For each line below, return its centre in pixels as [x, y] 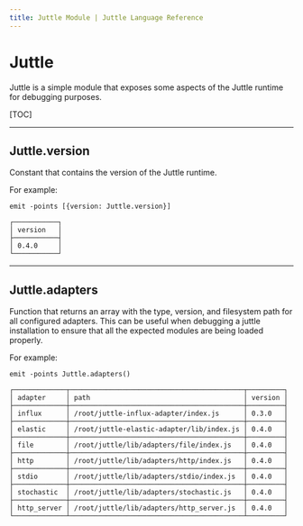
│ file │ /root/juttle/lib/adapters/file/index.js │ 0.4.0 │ [149, 445]
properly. [26, 340]
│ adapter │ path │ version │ [149, 398]
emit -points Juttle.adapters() [70, 375]
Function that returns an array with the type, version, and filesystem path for [151, 312]
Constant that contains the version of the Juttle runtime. [113, 173]
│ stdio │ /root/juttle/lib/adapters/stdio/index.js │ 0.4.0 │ [149, 477]
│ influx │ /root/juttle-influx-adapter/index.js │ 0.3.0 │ [149, 414]
